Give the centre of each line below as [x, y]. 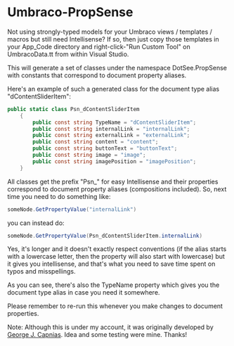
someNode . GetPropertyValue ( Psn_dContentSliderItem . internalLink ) [105, 236]
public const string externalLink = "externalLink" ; [111, 135]
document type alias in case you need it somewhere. [84, 293]
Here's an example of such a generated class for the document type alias [113, 89]
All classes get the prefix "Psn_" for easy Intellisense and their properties [113, 181]
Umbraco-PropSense [70, 12]
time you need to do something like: [59, 196]
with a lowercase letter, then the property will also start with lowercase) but [116, 257]
